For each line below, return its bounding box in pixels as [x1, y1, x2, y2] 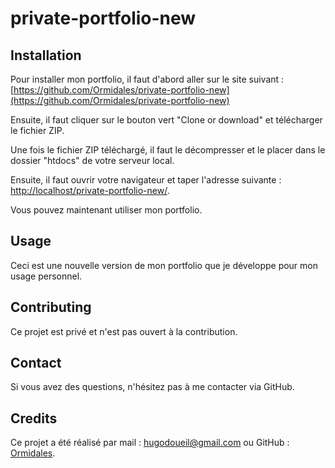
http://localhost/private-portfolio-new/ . [10, 185, 170, 196]
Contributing [10, 299, 92, 316]
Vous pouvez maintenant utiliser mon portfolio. [10, 204, 203, 216]
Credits [10, 410, 58, 427]
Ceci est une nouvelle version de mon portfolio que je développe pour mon [10, 259, 319, 271]
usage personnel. [10, 270, 83, 282]
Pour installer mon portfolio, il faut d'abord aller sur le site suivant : [10, 73, 285, 85]
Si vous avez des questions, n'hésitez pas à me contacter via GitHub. [10, 381, 295, 393]
